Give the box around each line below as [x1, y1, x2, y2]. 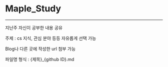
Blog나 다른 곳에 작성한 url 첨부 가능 [5, 46, 76, 52]
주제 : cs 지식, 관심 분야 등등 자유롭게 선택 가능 [5, 35, 96, 41]
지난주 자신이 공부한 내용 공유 [5, 24, 63, 30]
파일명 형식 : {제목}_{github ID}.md [5, 56, 74, 62]
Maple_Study [5, 3, 61, 14]
